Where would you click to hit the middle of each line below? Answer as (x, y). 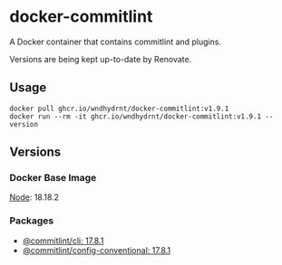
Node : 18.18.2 (34, 197)
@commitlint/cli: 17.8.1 (63, 241)
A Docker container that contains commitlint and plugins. (116, 42)
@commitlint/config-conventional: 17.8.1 (96, 250)
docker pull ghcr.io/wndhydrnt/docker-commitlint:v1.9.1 (119, 109)
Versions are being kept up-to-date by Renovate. (101, 59)
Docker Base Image (53, 178)
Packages (32, 221)
